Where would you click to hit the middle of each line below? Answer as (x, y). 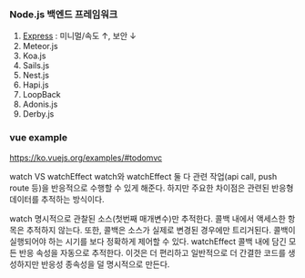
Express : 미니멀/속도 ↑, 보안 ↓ (79, 36)
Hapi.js (36, 85)
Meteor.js (40, 46)
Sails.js (36, 66)
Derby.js (38, 114)
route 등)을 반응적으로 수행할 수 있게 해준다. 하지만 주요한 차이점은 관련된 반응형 (152, 188)
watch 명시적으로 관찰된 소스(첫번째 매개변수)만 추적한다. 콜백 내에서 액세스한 (148, 218)
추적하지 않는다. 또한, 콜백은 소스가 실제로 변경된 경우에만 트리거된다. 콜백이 (161, 230)
